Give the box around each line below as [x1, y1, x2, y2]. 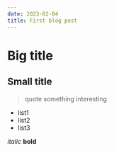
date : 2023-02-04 [7, 10, 59, 18]
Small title [7, 76, 52, 88]
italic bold [7, 137, 37, 145]
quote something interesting [24, 94, 108, 103]
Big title [7, 47, 53, 64]
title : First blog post [7, 17, 78, 24]
